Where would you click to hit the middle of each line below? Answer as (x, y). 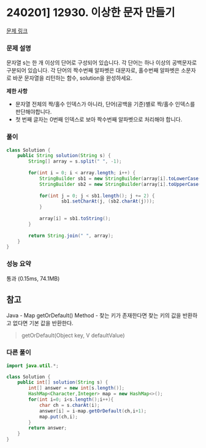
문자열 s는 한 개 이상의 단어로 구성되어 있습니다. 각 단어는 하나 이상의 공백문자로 (102, 63)
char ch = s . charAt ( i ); (69, 405)
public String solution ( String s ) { (64, 156)
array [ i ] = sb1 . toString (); (75, 218)
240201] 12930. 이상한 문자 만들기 (91, 13)
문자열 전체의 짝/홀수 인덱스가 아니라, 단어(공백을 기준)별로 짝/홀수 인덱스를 (105, 104)
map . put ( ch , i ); (59, 417)
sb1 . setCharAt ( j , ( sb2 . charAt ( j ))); (108, 201)
